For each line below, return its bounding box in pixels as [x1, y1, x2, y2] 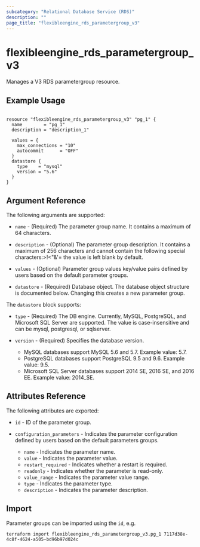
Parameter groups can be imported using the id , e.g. [6, 520, 136, 527]
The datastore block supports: [6, 301, 82, 308]
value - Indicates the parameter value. [23, 454, 118, 462]
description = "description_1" [11, 127, 90, 133]
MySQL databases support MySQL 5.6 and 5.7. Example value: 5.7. [23, 348, 187, 356]
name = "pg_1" [11, 122, 66, 128]
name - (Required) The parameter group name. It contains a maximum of [14, 222, 191, 230]
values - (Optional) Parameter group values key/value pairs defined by [14, 265, 188, 272]
